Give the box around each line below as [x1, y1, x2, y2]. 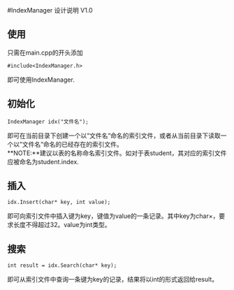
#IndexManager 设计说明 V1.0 [7, 6, 93, 14]
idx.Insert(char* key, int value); [7, 198, 111, 206]
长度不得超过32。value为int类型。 [13, 221, 111, 229]
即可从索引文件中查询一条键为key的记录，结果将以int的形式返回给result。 [7, 275, 219, 284]
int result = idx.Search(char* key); [7, 262, 117, 269]
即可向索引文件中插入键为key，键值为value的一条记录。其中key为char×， [7, 212, 219, 220]
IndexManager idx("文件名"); [7, 118, 89, 125]
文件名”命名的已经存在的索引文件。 [22, 140, 124, 148]
